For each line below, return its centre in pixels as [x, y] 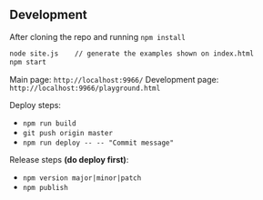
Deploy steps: [35, 105]
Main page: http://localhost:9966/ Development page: [114, 79]
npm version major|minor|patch [82, 178]
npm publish [45, 187]
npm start [28, 62]
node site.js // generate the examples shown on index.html [132, 54]
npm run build [49, 123]
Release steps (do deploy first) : [69, 159]
